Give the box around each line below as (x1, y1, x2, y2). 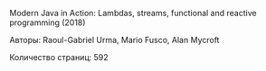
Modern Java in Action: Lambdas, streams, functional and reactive (9, 8, 257, 18)
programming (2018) (9, 17, 86, 28)
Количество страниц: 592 (9, 52, 109, 62)
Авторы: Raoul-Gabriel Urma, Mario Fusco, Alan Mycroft (9, 35, 220, 45)
